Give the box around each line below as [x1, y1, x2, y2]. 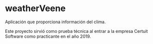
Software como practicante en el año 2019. [5, 33, 91, 39]
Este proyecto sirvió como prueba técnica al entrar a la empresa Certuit [5, 28, 148, 34]
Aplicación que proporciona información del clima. [5, 19, 106, 25]
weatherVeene [5, 3, 66, 14]
